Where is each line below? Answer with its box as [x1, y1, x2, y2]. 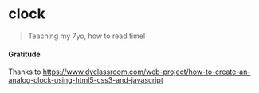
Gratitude [8, 49, 41, 59]
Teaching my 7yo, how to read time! [27, 31, 146, 41]
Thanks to [8, 67, 41, 76]
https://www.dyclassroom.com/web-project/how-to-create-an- [42, 67, 251, 76]
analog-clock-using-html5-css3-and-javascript [8, 76, 163, 85]
